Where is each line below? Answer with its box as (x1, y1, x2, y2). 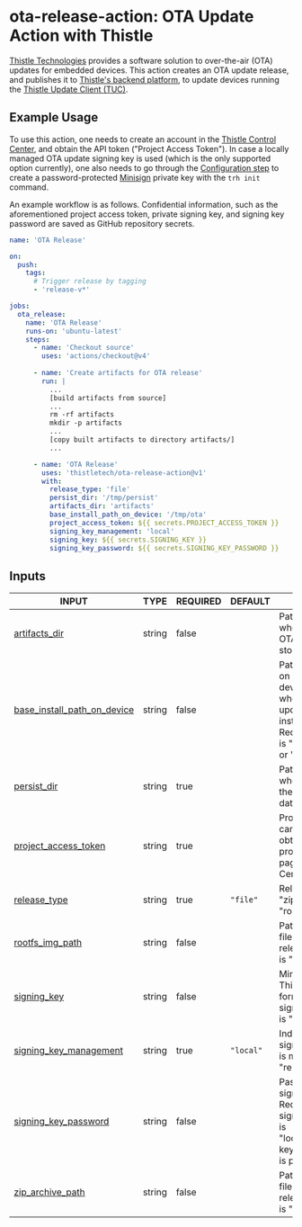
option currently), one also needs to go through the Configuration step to (9, 162, 280, 173)
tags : (25, 268, 47, 278)
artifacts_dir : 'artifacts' (49, 502, 155, 511)
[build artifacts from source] (49, 393, 167, 402)
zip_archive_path (13, 1186, 85, 1198)
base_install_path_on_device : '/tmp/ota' (49, 510, 207, 519)
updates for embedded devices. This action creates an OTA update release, (9, 65, 289, 76)
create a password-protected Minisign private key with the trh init (9, 172, 261, 183)
